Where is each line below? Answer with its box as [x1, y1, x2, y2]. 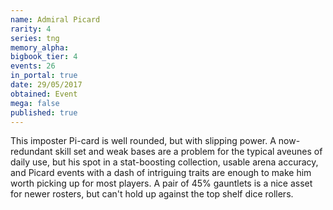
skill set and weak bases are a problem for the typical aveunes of [54, 146, 323, 158]
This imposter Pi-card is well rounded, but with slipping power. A [10, 135, 277, 147]
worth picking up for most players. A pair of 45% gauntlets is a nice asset [10, 177, 313, 190]
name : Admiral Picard [10, 14, 101, 25]
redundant [10, 146, 53, 158]
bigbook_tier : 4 [10, 52, 78, 62]
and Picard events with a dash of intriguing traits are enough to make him [10, 167, 312, 179]
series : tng [10, 33, 60, 43]
